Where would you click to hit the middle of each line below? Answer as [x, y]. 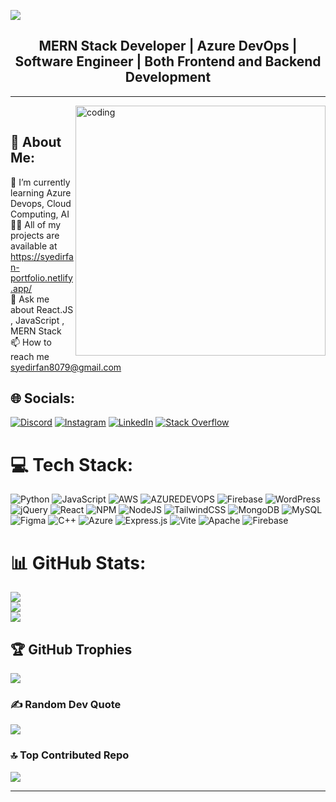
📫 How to [31, 342]
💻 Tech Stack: [72, 464]
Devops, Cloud [41, 203]
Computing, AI [40, 214]
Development [168, 77]
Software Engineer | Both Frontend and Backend [168, 61]
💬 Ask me [30, 299]
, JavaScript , [37, 320]
